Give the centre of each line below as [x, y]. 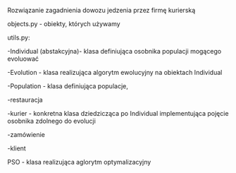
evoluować [23, 59]
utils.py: [19, 37]
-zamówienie [26, 135]
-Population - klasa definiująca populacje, [68, 86]
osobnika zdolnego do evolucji [52, 121]
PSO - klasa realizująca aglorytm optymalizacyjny [79, 162]
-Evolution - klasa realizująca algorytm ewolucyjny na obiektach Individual [115, 72]
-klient [17, 148]
